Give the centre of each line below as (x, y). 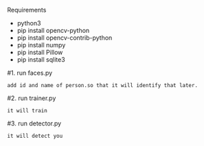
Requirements (27, 10)
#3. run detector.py (34, 123)
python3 (29, 23)
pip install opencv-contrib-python (65, 38)
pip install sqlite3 (41, 60)
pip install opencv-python (53, 31)
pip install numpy (41, 45)
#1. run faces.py (30, 73)
